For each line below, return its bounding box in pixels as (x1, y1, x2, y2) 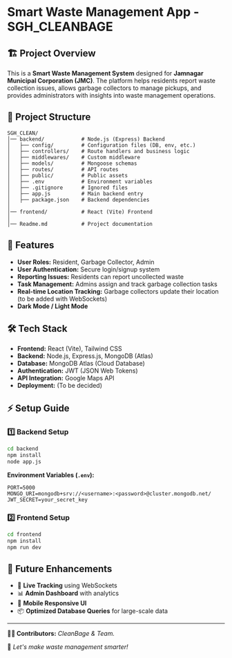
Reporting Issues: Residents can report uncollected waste (17, 272, 184, 281)
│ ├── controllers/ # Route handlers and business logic (7, 148, 190, 154)
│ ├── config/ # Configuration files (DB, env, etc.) (7, 141, 196, 149)
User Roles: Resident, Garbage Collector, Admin (17, 258, 155, 266)
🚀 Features (7, 240, 55, 251)
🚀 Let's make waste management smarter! (7, 643, 129, 651)
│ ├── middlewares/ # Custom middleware (7, 154, 140, 161)
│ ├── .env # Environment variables (7, 178, 153, 185)
